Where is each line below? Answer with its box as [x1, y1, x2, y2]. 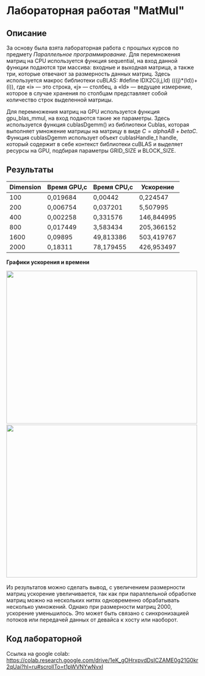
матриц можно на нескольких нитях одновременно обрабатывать [6, 597, 180, 604]
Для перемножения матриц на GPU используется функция [6, 108, 160, 115]
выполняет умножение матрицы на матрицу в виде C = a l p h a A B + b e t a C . [6, 128, 198, 134]
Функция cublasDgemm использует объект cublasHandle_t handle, [6, 134, 178, 141]
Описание [6, 28, 47, 39]
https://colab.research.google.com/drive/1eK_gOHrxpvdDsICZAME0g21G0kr [6, 656, 199, 664]
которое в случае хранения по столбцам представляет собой [6, 90, 168, 97]
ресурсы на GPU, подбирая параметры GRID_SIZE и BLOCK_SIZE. [6, 147, 176, 154]
